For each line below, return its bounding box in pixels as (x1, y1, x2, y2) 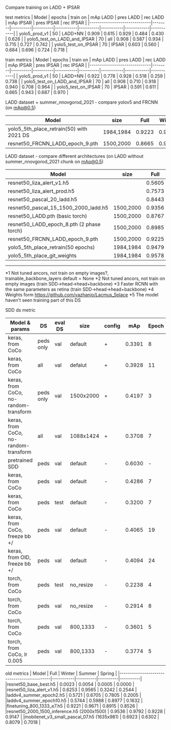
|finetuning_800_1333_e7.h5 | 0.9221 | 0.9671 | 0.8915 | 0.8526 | (5, 703, 138, 709)
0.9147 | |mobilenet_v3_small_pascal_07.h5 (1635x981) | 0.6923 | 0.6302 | (5, 714, 159, 720)
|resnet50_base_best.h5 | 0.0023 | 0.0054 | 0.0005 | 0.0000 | (5, 681, 135, 687)
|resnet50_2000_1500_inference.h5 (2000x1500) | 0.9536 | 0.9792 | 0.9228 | (5, 709, 166, 714)
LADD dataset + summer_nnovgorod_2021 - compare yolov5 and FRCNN (5, 99, 158, 105)
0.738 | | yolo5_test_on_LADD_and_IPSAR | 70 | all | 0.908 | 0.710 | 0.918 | (5, 79, 159, 84)
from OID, (8, 554, 31, 561)
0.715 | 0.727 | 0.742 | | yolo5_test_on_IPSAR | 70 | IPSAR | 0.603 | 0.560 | (5, 41, 159, 48)
